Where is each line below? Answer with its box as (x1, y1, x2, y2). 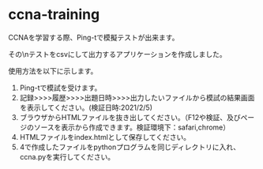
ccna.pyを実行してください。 (19, 152, 115, 161)
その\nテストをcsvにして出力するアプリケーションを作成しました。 (8, 49, 227, 58)
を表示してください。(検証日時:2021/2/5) (19, 103, 152, 112)
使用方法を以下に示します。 (8, 66, 98, 76)
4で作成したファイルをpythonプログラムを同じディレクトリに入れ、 (19, 142, 241, 152)
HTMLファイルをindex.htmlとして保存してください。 (19, 132, 191, 141)
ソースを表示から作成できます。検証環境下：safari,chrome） (33, 122, 231, 132)
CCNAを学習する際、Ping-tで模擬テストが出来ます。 (8, 32, 179, 42)
